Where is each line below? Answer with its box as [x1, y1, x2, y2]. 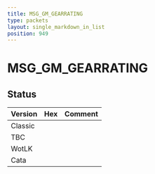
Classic [11, 121, 35, 131]
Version [11, 109, 38, 119]
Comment [64, 109, 98, 119]
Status [7, 88, 37, 100]
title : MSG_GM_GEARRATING [7, 10, 83, 18]
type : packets [7, 17, 49, 24]
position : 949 [7, 30, 49, 37]
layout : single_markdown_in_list [7, 23, 105, 30]
